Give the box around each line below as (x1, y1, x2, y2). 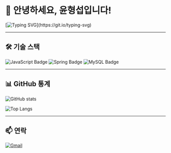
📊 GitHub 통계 (5, 80, 50, 88)
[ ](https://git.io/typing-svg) (5, 21, 92, 28)
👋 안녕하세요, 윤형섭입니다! (5, 5, 111, 16)
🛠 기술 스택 (5, 43, 40, 52)
